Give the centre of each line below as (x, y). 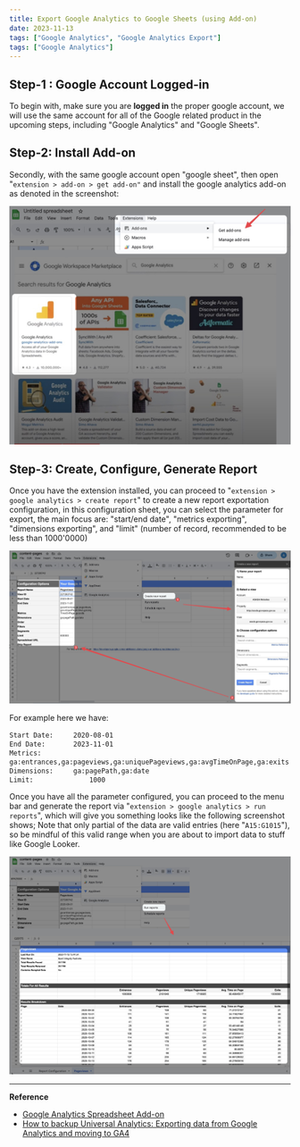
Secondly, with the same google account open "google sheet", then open (144, 174)
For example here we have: (59, 718)
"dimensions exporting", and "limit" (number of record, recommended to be (148, 529)
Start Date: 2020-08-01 (62, 736)
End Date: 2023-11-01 (62, 745)
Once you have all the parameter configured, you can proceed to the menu (147, 797)
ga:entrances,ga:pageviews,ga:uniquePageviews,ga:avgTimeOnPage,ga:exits (150, 762)
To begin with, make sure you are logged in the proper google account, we (147, 106)
